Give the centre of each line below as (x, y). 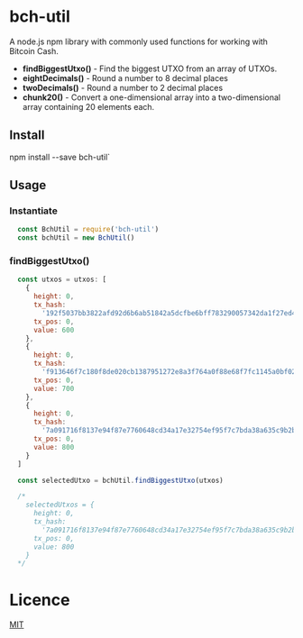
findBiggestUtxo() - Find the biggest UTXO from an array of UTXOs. (150, 68)
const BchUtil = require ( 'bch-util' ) (88, 230)
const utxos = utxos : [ (62, 280)
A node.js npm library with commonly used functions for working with (139, 41)
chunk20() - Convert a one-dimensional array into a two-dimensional (151, 97)
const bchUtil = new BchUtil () (76, 238)
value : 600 (54, 330)
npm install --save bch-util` (60, 157)
